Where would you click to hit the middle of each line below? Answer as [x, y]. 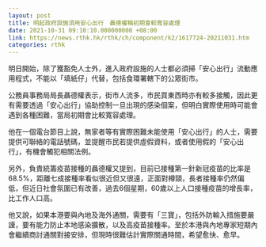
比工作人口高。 [32, 198]
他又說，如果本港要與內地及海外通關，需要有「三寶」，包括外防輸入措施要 [128, 215]
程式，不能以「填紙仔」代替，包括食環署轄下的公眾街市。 [108, 78]
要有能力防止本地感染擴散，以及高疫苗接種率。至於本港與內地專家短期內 [140, 225]
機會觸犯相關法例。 [63, 152]
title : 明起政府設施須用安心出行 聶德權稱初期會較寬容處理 [94, 23]
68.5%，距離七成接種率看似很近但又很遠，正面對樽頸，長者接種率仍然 [123, 178]
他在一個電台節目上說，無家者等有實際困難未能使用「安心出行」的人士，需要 [133, 132]
